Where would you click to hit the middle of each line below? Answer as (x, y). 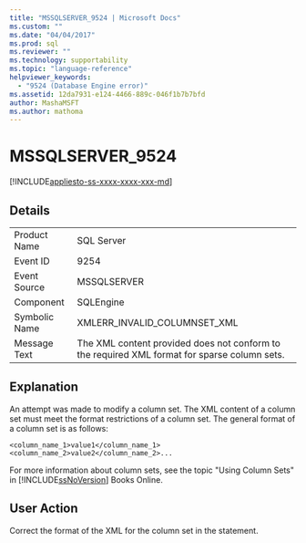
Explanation (44, 387)
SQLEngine (101, 302)
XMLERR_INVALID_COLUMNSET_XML (158, 323)
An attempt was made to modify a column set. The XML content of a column (153, 409)
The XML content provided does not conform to (178, 343)
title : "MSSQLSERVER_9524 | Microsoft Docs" (95, 18)
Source (30, 287)
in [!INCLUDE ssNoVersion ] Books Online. (87, 479)
